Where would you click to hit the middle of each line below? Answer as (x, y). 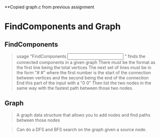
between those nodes (38, 120)
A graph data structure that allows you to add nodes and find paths (83, 115)
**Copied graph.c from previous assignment (49, 7)
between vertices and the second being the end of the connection (82, 78)
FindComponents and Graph (63, 27)
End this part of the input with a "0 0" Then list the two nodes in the (84, 83)
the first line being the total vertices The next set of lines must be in (84, 68)
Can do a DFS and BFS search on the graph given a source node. (81, 129)
